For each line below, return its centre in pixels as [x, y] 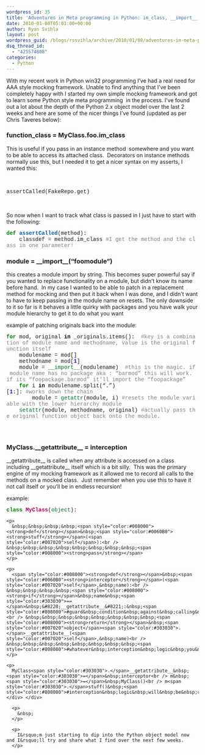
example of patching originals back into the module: [72, 325]
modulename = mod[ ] [48, 355]
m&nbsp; [180, 676]
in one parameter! [47, 245]
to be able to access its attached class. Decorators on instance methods [98, 155]
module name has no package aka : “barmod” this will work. [101, 374]
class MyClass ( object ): [42, 510]
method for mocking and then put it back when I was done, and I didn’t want [102, 294]
